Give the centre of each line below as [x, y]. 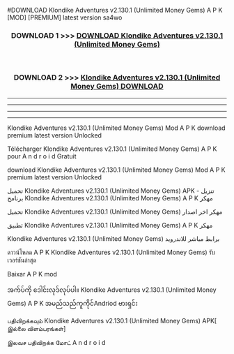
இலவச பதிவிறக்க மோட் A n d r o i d [56, 342]
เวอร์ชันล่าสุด [22, 260]
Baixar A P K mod [32, 274]
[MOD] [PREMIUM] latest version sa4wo [65, 17]
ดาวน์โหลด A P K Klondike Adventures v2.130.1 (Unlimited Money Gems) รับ [111, 252]
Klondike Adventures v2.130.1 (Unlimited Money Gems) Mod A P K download [116, 128]
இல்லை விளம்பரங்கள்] [37, 328]
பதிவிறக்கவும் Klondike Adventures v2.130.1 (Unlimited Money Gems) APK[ [112, 320]
